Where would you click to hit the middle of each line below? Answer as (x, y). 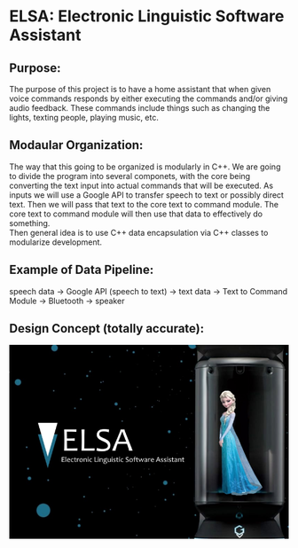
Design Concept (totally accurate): (107, 329)
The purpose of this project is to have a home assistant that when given (140, 89)
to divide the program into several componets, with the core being (130, 176)
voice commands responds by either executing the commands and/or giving (149, 98)
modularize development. (56, 242)
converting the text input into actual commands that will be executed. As (141, 185)
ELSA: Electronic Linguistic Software (147, 16)
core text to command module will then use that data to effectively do (136, 214)
